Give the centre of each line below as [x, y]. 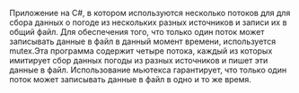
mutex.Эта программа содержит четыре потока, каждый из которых [141, 51]
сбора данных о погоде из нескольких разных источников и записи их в [148, 22]
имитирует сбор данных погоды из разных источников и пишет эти [139, 60]
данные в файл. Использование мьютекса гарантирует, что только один [148, 70]
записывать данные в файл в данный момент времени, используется [143, 41]
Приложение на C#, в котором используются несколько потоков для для [150, 13]
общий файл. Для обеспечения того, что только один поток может [137, 32]
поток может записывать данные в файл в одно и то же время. [130, 79]
